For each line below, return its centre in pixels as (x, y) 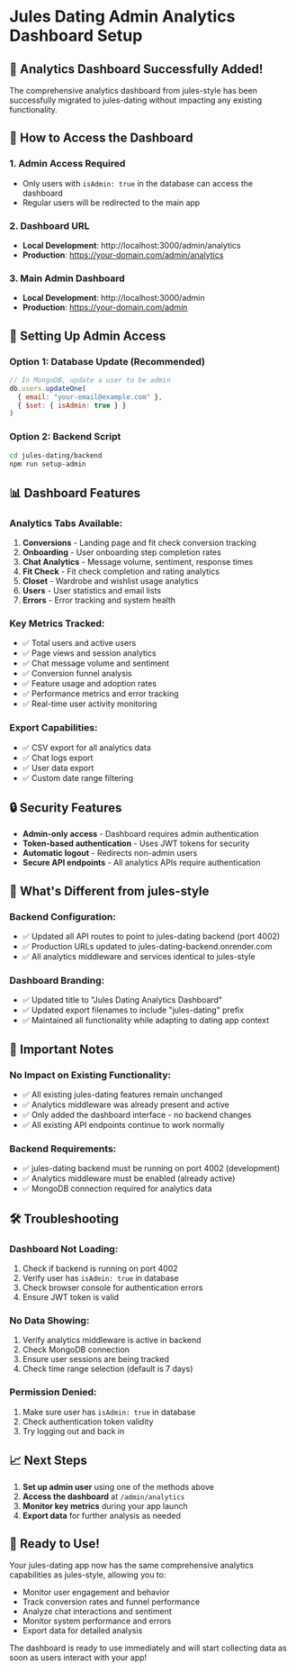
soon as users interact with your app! (78, 1658)
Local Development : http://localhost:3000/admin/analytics (131, 245)
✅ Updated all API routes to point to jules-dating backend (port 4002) (151, 936)
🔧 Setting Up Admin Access (88, 336)
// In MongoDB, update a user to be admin (90, 380)
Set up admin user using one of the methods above (118, 1486)
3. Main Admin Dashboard (67, 278)
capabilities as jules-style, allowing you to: (88, 1575)
